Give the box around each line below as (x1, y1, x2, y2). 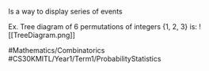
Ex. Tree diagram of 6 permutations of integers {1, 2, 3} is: (8, 22, 198, 31)
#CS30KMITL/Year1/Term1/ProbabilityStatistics (8, 54, 161, 63)
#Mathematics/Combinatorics (8, 46, 105, 54)
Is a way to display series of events (8, 7, 123, 16)
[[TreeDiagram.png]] (8, 31, 75, 39)
